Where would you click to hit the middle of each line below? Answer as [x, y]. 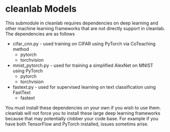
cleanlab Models [41, 9]
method [21, 49]
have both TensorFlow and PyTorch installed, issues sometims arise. [77, 124]
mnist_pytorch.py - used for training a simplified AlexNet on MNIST [83, 65]
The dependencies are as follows [40, 34]
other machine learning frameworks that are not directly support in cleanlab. [85, 28]
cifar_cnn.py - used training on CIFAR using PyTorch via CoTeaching [84, 43]
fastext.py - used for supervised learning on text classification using [84, 87]
